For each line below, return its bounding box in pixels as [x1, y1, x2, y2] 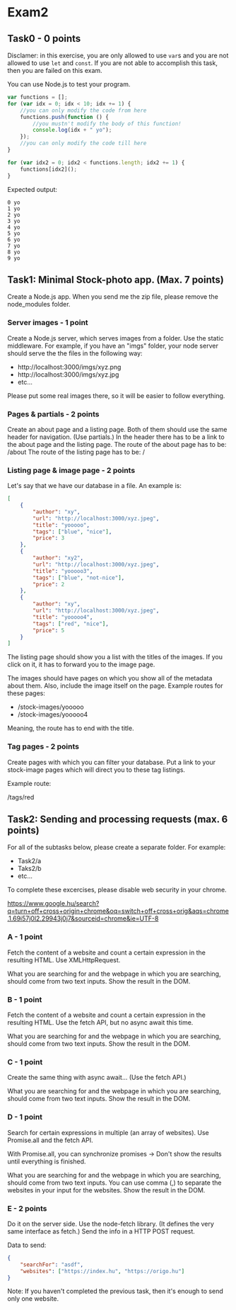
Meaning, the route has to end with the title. [7, 724, 134, 733]
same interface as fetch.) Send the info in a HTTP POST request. [7, 1226, 196, 1236]
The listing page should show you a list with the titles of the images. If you [7, 653, 223, 661]
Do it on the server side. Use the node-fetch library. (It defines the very [7, 1219, 214, 1228]
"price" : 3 [33, 535, 65, 542]
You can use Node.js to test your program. [7, 80, 131, 89]
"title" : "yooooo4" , [33, 613, 93, 620]
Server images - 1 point [7, 318, 88, 328]
